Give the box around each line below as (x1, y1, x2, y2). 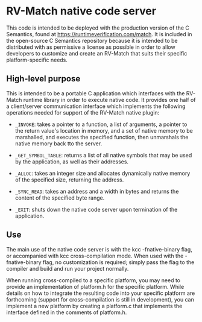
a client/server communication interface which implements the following (6, 103, 186, 110)
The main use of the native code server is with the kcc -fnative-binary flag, (6, 245, 193, 253)
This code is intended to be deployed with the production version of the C (6, 24, 190, 31)
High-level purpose (6, 74, 81, 84)
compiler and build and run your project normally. (6, 265, 129, 272)
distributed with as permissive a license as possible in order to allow (6, 43, 176, 51)
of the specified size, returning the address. (14, 176, 124, 183)
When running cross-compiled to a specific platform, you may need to (6, 276, 181, 284)
